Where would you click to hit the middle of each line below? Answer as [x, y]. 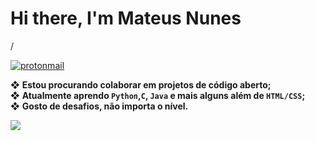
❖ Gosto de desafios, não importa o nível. [99, 106]
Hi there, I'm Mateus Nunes [126, 18]
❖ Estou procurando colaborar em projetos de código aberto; [141, 84]
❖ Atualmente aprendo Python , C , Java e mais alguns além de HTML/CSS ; [158, 95]
